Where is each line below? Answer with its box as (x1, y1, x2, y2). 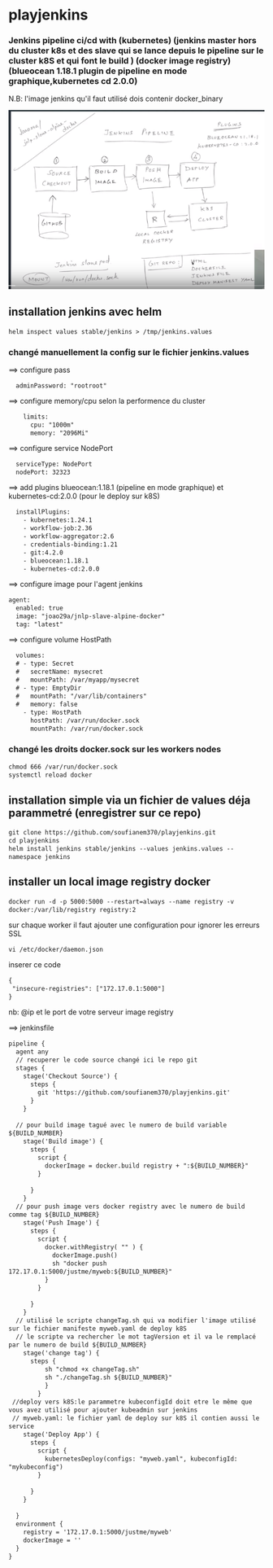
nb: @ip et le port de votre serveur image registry (8, 1007, 174, 1017)
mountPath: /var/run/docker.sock (29, 725, 144, 733)
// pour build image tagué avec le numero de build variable (15, 1121, 227, 1129)
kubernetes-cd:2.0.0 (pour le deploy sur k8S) (8, 491, 160, 501)
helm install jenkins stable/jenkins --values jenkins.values (8, 845, 223, 853)
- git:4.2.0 (23, 548, 63, 557)
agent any (15, 1048, 49, 1056)
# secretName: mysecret (15, 668, 104, 676)
